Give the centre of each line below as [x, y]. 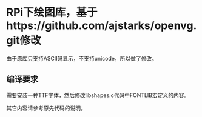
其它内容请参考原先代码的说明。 [46, 108]
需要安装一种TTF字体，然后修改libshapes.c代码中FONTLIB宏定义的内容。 [98, 95]
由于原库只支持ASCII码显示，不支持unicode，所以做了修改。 [82, 58]
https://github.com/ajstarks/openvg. [102, 26]
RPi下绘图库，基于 [52, 12]
